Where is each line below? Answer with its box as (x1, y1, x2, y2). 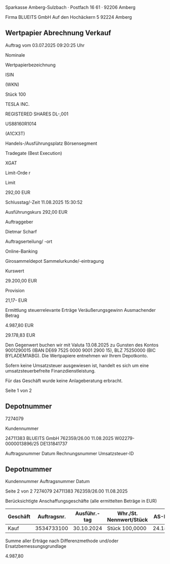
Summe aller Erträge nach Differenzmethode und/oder (5, 538, 119, 544)
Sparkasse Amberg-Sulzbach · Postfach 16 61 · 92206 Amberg (5, 5, 136, 10)
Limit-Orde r (5, 170, 31, 176)
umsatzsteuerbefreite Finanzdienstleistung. (5, 368, 96, 374)
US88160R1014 (5, 120, 37, 127)
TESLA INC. (5, 101, 30, 107)
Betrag (5, 312, 19, 318)
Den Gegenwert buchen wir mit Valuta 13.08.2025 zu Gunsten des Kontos (5, 342, 159, 348)
